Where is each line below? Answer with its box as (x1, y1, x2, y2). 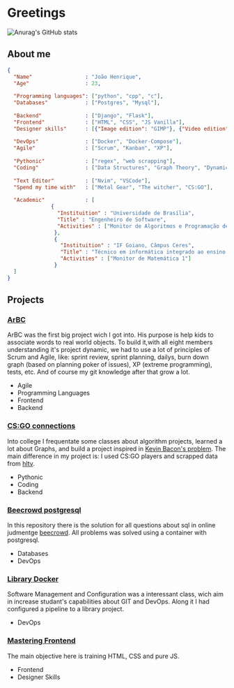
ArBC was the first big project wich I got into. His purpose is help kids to (7, 330, 214, 339)
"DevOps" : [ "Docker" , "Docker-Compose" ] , (13, 138, 182, 145)
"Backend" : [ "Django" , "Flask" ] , (13, 112, 155, 119)
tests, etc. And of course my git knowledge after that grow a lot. (7, 368, 190, 376)
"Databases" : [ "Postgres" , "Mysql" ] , (13, 99, 160, 106)
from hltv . (7, 459, 35, 467)
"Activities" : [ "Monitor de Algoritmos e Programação (56, 222, 219, 230)
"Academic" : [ (13, 197, 95, 204)
